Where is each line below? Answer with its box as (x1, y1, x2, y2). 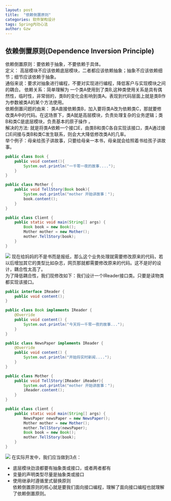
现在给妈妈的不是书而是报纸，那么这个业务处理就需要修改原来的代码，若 (11, 253, 163, 259)
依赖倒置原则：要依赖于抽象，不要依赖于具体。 (5, 61, 103, 67)
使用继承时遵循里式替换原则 (12, 478, 71, 484)
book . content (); (23, 196, 58, 201)
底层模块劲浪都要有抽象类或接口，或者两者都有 (12, 465, 111, 471)
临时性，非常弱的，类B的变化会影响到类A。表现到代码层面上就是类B (18, 93, 161, 99)
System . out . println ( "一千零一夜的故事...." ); (23, 164, 116, 169)
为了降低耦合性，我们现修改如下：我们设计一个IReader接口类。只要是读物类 (5, 272, 164, 278)
